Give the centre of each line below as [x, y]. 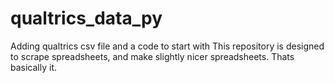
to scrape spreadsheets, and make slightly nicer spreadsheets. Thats [152, 56]
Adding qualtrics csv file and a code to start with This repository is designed [167, 46]
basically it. [34, 67]
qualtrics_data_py [86, 18]
